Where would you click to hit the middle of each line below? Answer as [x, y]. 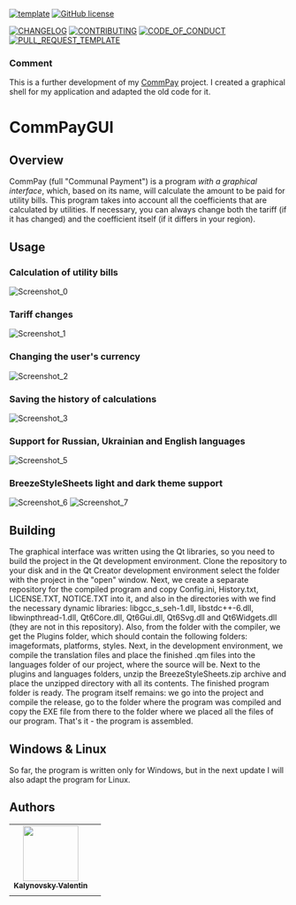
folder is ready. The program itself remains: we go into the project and [137, 693]
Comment [31, 63]
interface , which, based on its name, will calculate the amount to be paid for [147, 191]
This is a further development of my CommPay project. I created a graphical [147, 82]
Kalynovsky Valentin [51, 885]
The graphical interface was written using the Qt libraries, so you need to [142, 552]
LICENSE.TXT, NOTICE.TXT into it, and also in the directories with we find [143, 599]
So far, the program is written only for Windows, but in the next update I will [147, 770]
